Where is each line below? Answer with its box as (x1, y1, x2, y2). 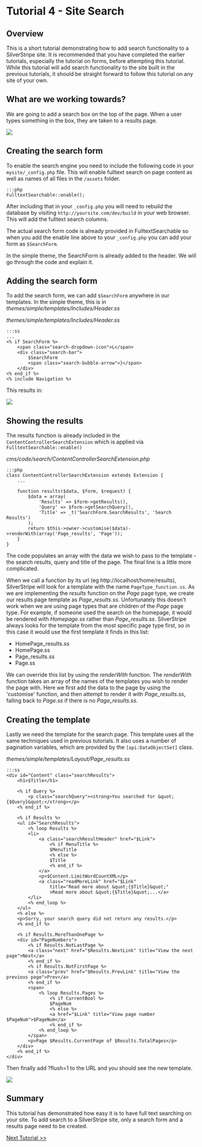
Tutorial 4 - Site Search (6, 4, 125, 18)
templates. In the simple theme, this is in (6, 299, 107, 306)
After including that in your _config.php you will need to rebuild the (6, 202, 173, 210)
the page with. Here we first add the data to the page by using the (6, 684, 171, 691)
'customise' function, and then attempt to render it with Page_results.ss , (6, 691, 186, 698)
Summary (6, 1094, 44, 1104)
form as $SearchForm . (6, 240, 59, 247)
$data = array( (28, 493, 67, 500)
